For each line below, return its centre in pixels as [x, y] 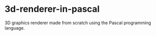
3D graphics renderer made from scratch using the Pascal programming [78, 23]
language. [15, 28]
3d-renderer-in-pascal [52, 9]
